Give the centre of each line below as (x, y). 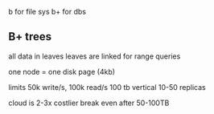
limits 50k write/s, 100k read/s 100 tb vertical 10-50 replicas (107, 87)
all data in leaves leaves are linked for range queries (95, 56)
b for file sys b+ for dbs (47, 12)
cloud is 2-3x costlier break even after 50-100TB (89, 103)
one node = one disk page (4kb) (62, 71)
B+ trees (30, 37)
